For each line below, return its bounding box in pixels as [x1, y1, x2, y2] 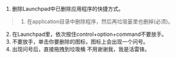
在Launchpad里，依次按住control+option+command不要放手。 [11, 30, 168, 38]
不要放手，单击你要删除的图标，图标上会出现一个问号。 [11, 38, 148, 45]
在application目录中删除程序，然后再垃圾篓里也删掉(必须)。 [26, 18, 174, 25]
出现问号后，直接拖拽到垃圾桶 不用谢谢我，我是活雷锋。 [11, 45, 150, 53]
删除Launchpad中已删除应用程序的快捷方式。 [11, 5, 124, 12]
